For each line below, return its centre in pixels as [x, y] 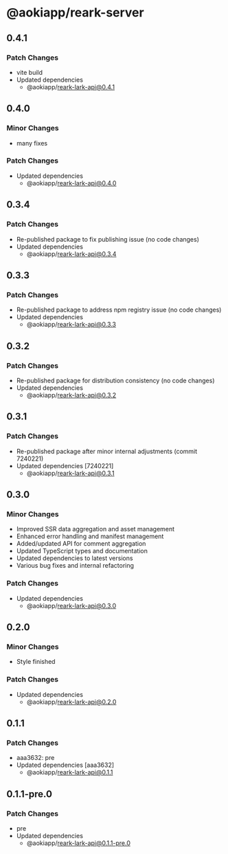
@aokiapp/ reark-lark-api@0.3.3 [71, 325]
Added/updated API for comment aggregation [81, 544]
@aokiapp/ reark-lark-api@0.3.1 [70, 473]
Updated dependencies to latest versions [75, 558]
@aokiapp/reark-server [76, 13]
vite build [29, 72]
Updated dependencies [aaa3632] [65, 765]
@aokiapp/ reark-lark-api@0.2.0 [71, 702]
